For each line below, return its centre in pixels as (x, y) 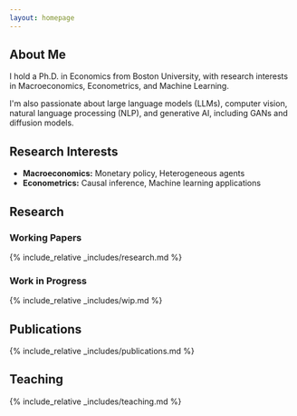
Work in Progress (48, 281)
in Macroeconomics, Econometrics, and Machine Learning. (119, 86)
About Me (38, 55)
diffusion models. (42, 123)
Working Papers (46, 237)
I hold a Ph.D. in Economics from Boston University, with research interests (148, 76)
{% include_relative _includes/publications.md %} (102, 352)
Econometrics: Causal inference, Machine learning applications (141, 183)
